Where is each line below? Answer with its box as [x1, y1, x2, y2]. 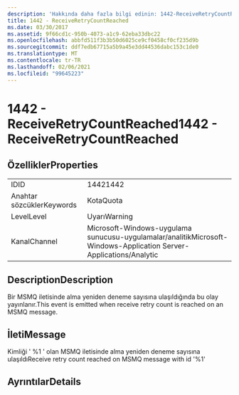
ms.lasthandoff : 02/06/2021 [7, 63, 91, 70]
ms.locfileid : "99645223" [7, 70, 84, 77]
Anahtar [11, 191, 38, 201]
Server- [162, 241, 190, 251]
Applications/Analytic [87, 250, 159, 260]
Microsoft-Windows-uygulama [87, 223, 192, 233]
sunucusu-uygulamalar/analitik [87, 232, 192, 242]
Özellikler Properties [7, 159, 98, 172]
